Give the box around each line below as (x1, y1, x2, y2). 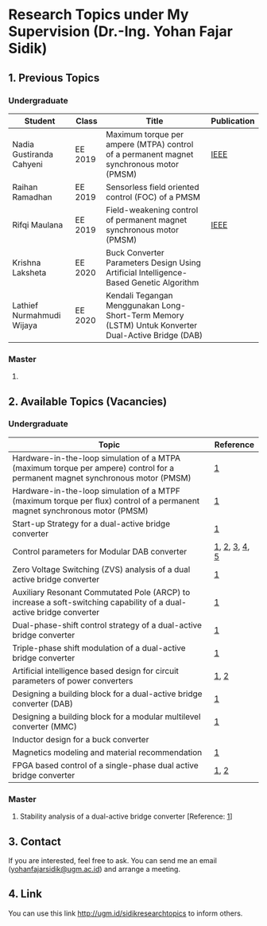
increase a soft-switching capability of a (12, 597, 164, 608)
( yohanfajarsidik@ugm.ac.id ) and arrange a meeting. (8, 864, 181, 873)
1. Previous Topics (8, 71, 100, 84)
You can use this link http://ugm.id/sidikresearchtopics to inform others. (8, 908, 243, 918)
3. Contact (8, 835, 61, 848)
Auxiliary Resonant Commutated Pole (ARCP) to (12, 586, 191, 597)
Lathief (12, 300, 38, 311)
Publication (211, 115, 255, 126)
